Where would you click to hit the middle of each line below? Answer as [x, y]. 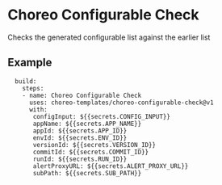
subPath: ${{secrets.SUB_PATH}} [87, 173]
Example [30, 63]
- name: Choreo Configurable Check [82, 95]
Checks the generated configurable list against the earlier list [109, 37]
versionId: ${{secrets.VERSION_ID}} [94, 145]
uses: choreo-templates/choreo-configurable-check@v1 [121, 103]
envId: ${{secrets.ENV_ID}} [80, 138]
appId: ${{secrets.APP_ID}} [80, 131]
